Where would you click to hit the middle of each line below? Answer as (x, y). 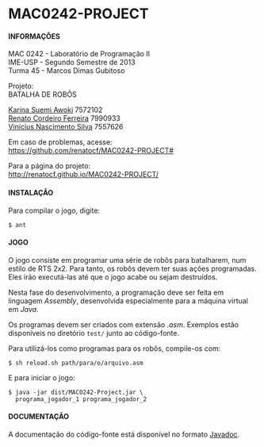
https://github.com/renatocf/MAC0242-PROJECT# (91, 151)
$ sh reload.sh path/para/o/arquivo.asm (76, 363)
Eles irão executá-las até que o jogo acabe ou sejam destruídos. (113, 277)
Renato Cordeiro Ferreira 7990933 (65, 118)
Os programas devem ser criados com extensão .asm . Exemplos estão (124, 324)
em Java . (23, 309)
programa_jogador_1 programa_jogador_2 (81, 399)
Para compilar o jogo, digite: (54, 210)
